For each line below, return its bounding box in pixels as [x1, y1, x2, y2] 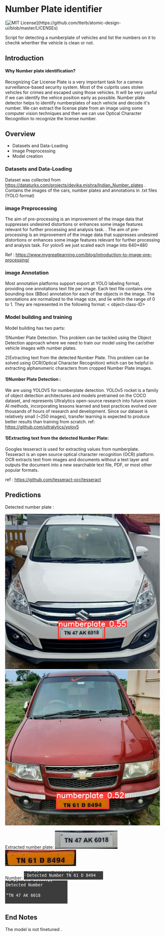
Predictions [5, 491, 41, 499]
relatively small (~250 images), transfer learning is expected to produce [5, 413, 150, 419]
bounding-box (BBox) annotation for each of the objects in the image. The [5, 291, 155, 297]
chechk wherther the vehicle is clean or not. [5, 39, 94, 45]
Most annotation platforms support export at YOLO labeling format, [5, 280, 141, 286]
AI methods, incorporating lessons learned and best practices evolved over [5, 403, 157, 409]
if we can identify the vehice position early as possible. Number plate [5, 95, 145, 101]
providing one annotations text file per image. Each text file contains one [5, 286, 152, 292]
